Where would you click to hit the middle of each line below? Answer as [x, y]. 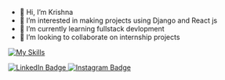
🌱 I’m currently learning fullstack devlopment [92, 29]
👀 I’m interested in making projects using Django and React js [118, 20]
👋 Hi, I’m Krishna [46, 12]
